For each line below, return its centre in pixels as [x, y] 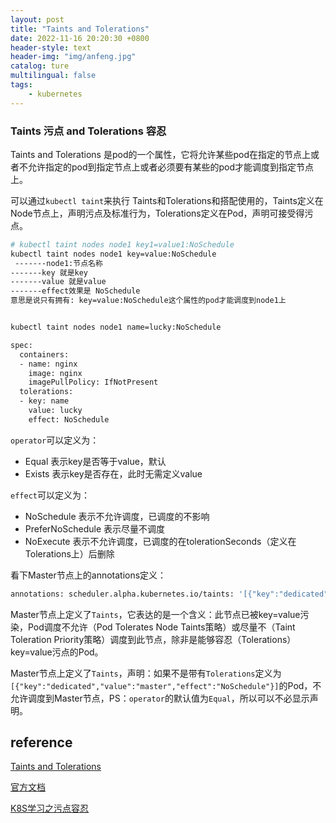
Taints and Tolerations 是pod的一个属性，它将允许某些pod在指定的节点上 [161, 154]
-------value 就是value [58, 282]
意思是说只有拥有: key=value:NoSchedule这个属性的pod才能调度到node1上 [148, 301]
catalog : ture [40, 66]
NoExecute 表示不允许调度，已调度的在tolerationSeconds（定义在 [160, 541]
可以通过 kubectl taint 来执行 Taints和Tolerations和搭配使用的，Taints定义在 [167, 200]
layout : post [37, 19]
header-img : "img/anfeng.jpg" [73, 57]
